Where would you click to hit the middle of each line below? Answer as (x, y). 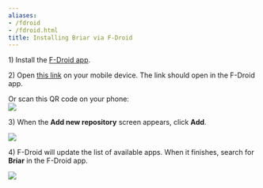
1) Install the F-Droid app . (50, 60)
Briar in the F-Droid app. (48, 161)
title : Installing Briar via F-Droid (71, 38)
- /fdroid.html (33, 30)
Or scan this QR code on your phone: (69, 99)
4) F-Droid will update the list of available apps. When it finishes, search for (131, 152)
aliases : (23, 15)
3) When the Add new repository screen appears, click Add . (107, 122)
